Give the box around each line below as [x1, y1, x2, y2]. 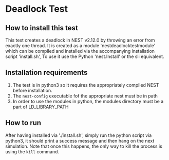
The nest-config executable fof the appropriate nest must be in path [12, 93, 158, 99]
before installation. [12, 87, 52, 93]
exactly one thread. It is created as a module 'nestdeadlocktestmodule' [5, 43, 156, 49]
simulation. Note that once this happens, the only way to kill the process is [5, 143, 163, 149]
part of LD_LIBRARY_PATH [12, 104, 69, 110]
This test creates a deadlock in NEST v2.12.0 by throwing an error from [5, 37, 155, 43]
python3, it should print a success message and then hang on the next [5, 137, 155, 144]
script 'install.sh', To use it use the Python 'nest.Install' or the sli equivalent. [5, 53, 164, 59]
